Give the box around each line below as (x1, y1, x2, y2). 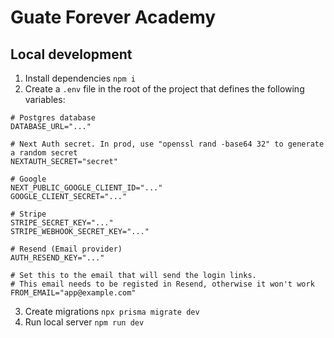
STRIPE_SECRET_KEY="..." (10, 218, 114, 228)
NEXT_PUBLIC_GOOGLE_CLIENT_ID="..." (10, 183, 163, 193)
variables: (24, 94, 66, 105)
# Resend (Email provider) (10, 244, 123, 254)
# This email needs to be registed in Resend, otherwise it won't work (10, 279, 315, 289)
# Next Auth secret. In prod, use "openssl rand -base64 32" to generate (10, 139, 325, 149)
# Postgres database (10, 113, 97, 123)
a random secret (10, 148, 78, 158)
